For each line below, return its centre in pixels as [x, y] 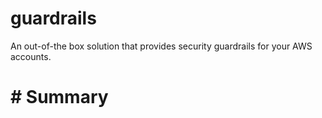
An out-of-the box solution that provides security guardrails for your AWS [161, 46]
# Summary [59, 97]
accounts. [31, 56]
